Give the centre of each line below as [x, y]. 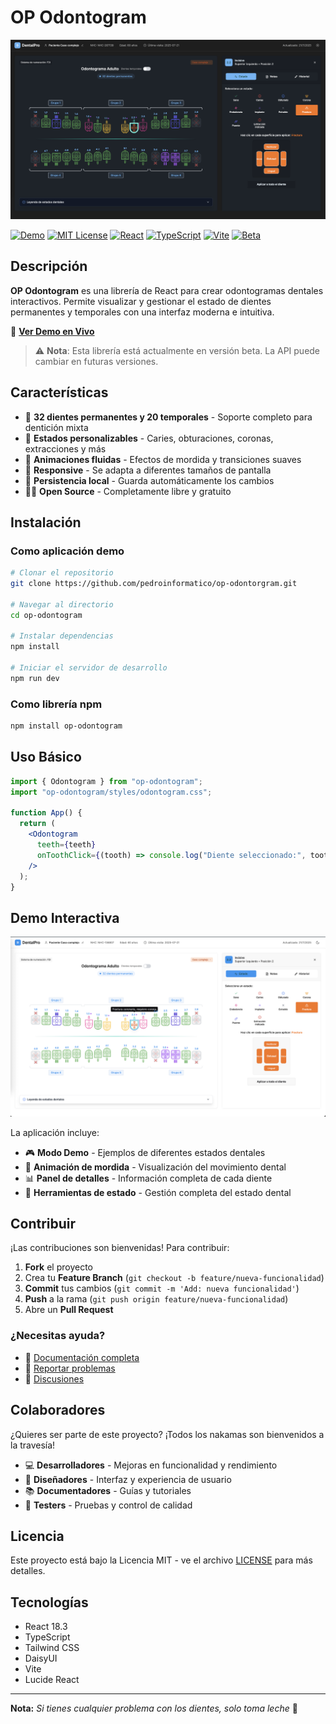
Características [59, 392]
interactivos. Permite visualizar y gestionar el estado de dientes [141, 301]
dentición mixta [56, 427]
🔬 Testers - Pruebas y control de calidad [108, 1505]
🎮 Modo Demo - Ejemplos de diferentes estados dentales [145, 1152]
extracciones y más [65, 448]
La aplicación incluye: [55, 1132]
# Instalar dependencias [62, 636]
